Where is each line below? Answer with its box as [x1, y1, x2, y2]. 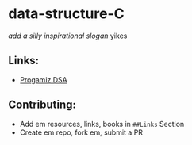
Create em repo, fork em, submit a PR [19, 128, 144, 137]
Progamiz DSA [19, 74, 67, 84]
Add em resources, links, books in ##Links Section [19, 119, 185, 128]
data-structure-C [8, 5, 125, 23]
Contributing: [8, 98, 77, 112]
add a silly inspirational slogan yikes [8, 31, 128, 40]
